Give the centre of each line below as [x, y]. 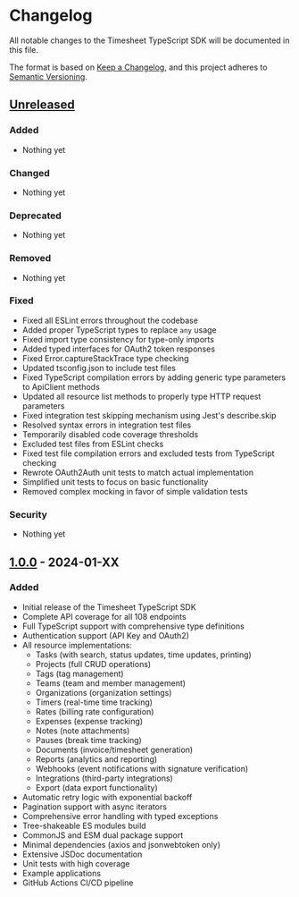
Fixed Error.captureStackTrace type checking [105, 358]
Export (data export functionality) [96, 787]
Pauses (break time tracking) [89, 740]
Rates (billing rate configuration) [95, 711]
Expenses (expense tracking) [89, 721]
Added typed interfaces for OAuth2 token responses [119, 349]
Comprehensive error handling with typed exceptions [120, 816]
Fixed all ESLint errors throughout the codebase [110, 320]
